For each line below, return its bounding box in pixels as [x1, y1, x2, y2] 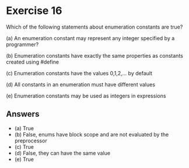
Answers [6, 109, 40, 119]
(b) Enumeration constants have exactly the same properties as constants [6, 52, 184, 59]
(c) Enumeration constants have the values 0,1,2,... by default [6, 69, 153, 76]
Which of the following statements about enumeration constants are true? [6, 23, 183, 30]
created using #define [6, 58, 60, 65]
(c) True [14, 143, 34, 150]
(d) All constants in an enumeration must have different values [6, 80, 156, 88]
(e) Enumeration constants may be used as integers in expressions [6, 92, 166, 99]
